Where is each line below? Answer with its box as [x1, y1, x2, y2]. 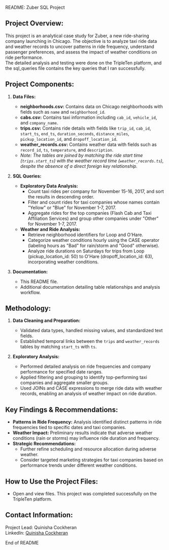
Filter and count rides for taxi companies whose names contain [27, 199, 160, 205]
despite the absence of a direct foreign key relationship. [20, 163, 138, 169]
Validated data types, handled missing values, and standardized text [20, 328, 163, 334]
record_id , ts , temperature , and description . [20, 146, 114, 153]
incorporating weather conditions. [27, 259, 99, 265]
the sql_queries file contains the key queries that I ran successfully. [5, 65, 146, 71]
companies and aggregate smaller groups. [20, 380, 109, 386]
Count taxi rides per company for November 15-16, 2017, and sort [27, 188, 164, 194]
